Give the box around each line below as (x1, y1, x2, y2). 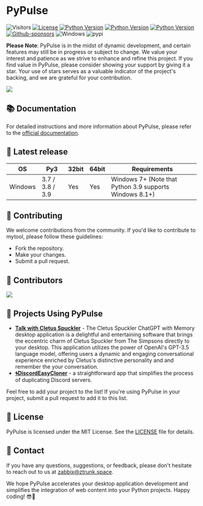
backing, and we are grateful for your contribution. (6, 74, 132, 81)
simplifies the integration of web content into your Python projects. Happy (6, 486, 190, 493)
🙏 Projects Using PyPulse (6, 308, 103, 318)
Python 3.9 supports (111, 182, 170, 191)
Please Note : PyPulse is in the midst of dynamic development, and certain (6, 42, 191, 49)
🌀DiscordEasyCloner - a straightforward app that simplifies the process (14, 370, 194, 376)
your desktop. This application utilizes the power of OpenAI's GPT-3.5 (14, 344, 189, 351)
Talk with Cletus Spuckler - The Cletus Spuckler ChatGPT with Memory (14, 324, 195, 332)
